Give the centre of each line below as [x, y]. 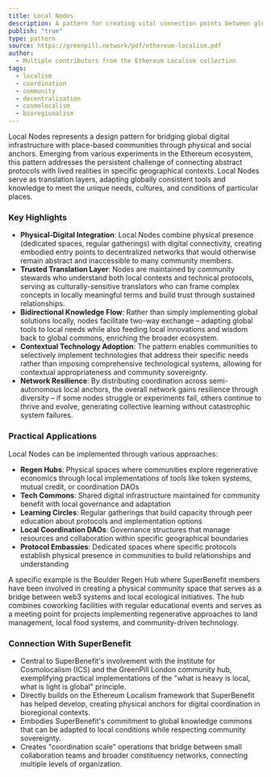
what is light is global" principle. [73, 687]
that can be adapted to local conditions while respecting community [133, 729]
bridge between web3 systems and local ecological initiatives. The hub [126, 596]
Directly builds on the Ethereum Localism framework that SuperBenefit [138, 695]
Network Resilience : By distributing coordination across [113, 381]
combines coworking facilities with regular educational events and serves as [135, 605]
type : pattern [32, 38]
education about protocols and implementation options [111, 521]
